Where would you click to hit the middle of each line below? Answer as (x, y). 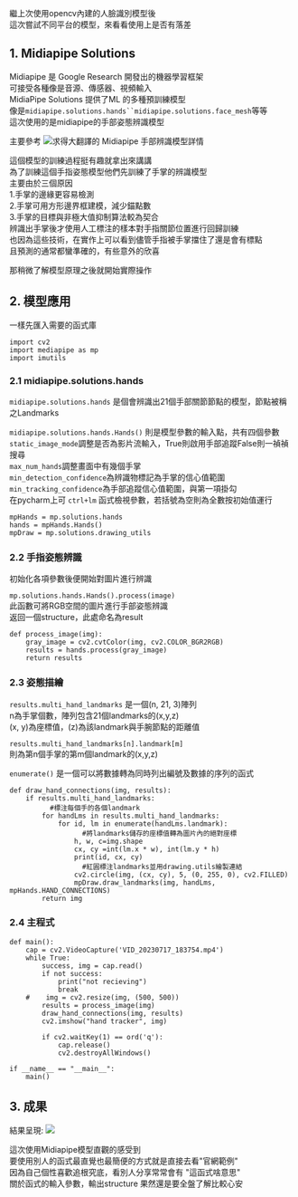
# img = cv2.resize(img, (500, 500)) (102, 997)
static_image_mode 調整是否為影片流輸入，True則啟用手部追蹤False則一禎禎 (149, 443)
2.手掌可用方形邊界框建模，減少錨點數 (80, 206)
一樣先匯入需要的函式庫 (53, 325)
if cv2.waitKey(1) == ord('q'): (103, 1037)
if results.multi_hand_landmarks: (90, 798)
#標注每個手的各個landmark (95, 808)
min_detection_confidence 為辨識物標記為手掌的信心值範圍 (117, 477)
